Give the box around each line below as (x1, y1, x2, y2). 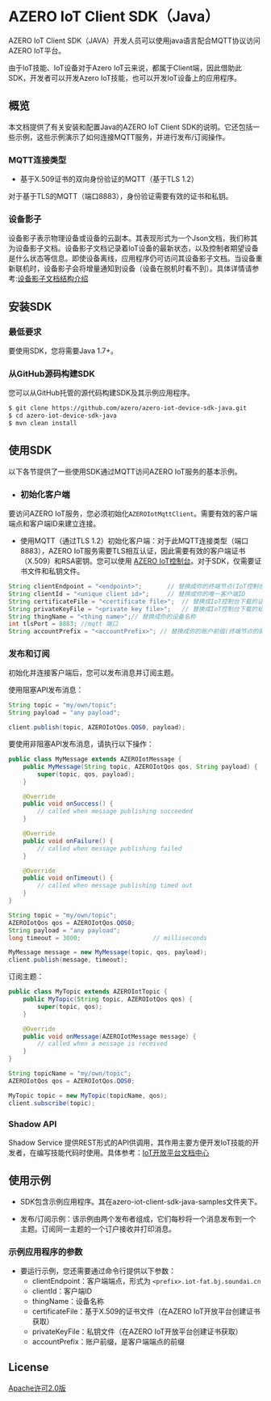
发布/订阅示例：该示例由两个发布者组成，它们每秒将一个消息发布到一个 (19, 1213, 256, 1223)
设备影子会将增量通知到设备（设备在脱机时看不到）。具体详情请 (43, 264, 252, 273)
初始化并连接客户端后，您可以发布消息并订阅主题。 (8, 668, 178, 677)
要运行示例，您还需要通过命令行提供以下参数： (19, 1266, 176, 1276)
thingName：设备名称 (31, 1297, 105, 1306)
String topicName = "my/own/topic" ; (8, 1070, 131, 1078)
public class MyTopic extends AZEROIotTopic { (8, 988, 168, 996)
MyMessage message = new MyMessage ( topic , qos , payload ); (8, 948, 207, 956)
